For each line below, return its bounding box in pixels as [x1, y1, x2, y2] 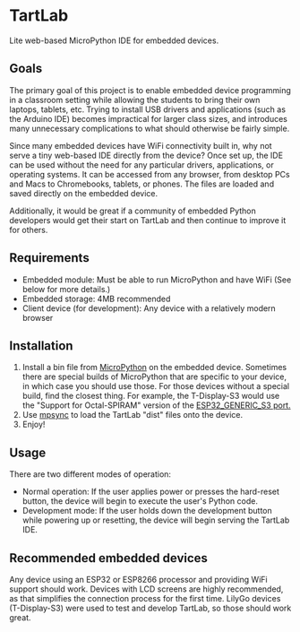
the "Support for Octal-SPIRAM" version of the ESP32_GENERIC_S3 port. [21, 400, 291, 411]
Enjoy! [21, 419, 46, 430]
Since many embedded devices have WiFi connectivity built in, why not [9, 140, 272, 151]
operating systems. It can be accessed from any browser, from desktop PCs [9, 169, 290, 179]
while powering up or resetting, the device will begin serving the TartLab [21, 515, 290, 525]
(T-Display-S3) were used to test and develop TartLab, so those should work [9, 602, 292, 613]
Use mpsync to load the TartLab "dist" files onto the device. [21, 410, 244, 420]
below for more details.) [21, 283, 111, 294]
